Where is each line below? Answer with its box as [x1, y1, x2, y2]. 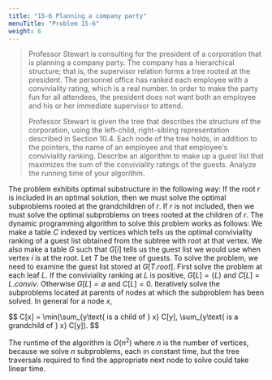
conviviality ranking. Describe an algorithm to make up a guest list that [28, 151, 264, 161]
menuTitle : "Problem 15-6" [8, 19, 100, 28]
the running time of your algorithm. [28, 168, 145, 179]
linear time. [8, 364, 46, 374]
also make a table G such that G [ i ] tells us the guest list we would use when [8, 244, 261, 254]
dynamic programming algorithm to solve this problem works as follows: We [8, 218, 262, 228]
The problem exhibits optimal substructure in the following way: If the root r [8, 184, 261, 194]
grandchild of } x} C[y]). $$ [8, 321, 100, 330]
